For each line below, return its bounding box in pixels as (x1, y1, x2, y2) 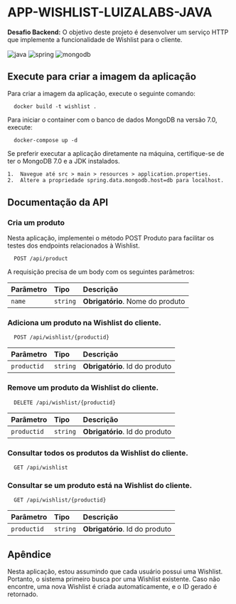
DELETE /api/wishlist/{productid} (14, 399, 116, 406)
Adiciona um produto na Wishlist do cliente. (7, 318, 161, 328)
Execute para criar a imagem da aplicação (7, 70, 197, 83)
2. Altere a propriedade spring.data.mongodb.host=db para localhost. (7, 177, 224, 184)
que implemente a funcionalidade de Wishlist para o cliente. (7, 35, 183, 43)
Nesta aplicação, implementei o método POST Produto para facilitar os (7, 234, 215, 243)
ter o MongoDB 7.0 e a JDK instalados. (7, 157, 120, 166)
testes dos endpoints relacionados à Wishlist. (7, 241, 140, 250)
